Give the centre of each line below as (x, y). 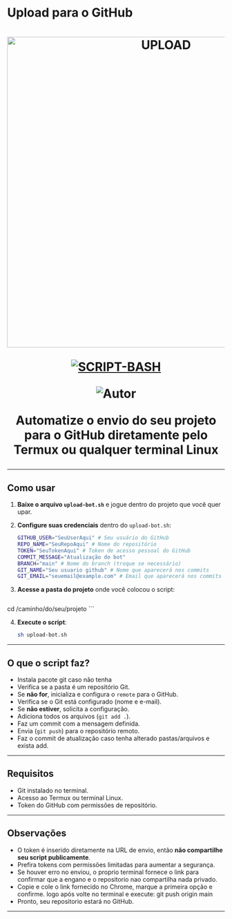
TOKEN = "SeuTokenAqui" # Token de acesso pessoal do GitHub (104, 550)
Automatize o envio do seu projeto (116, 421)
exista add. (33, 746)
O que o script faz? (49, 663)
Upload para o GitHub (70, 13)
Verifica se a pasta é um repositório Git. (73, 687)
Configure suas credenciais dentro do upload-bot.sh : (94, 525)
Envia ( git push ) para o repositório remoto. (78, 731)
